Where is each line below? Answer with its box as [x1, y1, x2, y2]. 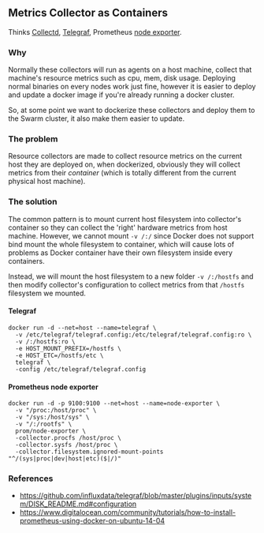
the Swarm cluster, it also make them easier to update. [8, 114, 185, 123]
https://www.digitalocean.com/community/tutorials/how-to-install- [19, 508, 236, 517]
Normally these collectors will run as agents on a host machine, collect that [8, 65, 252, 74]
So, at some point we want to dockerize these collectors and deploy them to [8, 106, 255, 115]
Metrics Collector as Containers [8, 6, 168, 20]
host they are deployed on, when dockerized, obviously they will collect [8, 160, 240, 169]
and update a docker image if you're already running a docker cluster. [8, 90, 235, 99]
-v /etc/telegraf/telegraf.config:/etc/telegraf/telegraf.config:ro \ [15, 331, 252, 339]
